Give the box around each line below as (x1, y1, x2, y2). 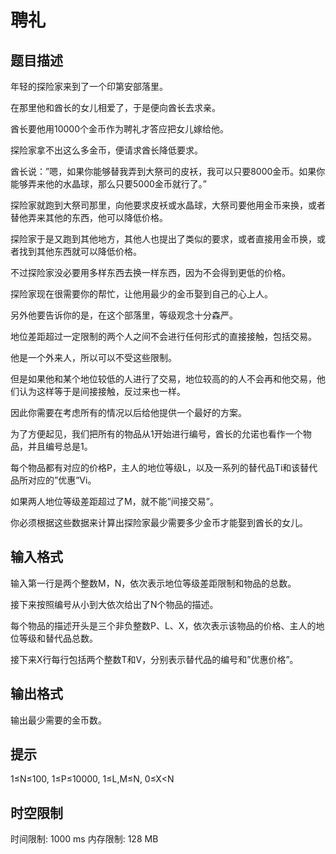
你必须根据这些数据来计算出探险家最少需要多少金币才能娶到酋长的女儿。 (10, 517, 308, 528)
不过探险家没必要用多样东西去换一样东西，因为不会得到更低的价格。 (10, 267, 291, 278)
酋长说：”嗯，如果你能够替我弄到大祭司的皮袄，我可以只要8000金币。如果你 (10, 166, 326, 177)
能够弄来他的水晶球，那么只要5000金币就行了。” (10, 178, 207, 190)
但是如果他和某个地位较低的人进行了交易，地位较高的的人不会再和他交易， (10, 373, 317, 385)
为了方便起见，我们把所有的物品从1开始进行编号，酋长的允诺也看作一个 (10, 428, 303, 440)
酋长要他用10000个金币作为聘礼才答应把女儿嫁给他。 (10, 123, 230, 135)
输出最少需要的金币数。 (10, 714, 107, 726)
